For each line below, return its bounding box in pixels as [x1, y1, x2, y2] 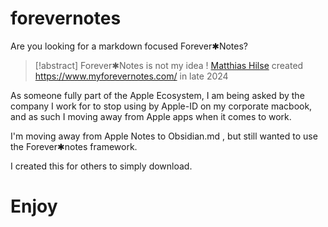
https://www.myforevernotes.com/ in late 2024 [34, 70, 229, 82]
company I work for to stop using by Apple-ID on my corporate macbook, [10, 100, 313, 112]
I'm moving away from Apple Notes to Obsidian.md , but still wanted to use [10, 130, 318, 142]
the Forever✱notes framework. [10, 140, 138, 152]
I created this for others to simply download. [10, 160, 193, 172]
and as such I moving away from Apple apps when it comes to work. [10, 110, 292, 122]
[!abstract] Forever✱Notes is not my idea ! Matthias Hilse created [34, 59, 304, 71]
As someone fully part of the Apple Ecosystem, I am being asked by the [10, 89, 305, 101]
